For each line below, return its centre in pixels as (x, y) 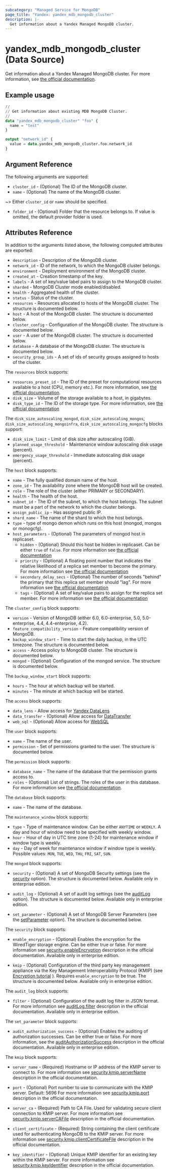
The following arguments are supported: (47, 176)
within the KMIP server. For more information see (63, 1160)
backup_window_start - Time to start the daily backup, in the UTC (80, 639)
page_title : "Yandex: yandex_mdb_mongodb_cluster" (60, 15)
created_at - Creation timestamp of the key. (58, 276)
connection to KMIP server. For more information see (67, 1113)
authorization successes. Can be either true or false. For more (77, 1036)
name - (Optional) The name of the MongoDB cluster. (67, 192)
